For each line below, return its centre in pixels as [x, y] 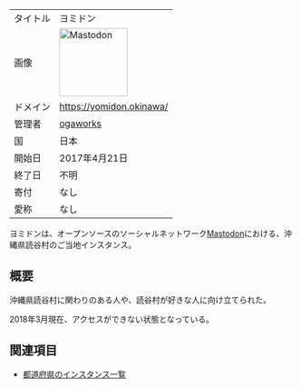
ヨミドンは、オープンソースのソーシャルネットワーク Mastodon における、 [147, 234]
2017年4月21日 [94, 158]
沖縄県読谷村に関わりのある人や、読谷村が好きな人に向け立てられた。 [141, 300]
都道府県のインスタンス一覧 [74, 374]
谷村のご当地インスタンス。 [85, 245]
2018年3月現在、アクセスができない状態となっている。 [112, 319]
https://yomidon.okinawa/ [114, 106]
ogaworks [81, 124]
